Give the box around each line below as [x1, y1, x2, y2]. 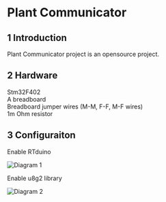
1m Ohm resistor [7, 109, 53, 117]
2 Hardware [7, 70, 58, 81]
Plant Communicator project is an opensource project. [7, 50, 159, 58]
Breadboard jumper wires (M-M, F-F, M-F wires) [7, 102, 143, 111]
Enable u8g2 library [7, 174, 63, 182]
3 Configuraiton [7, 130, 77, 141]
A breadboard [7, 95, 46, 103]
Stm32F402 [7, 87, 41, 96]
